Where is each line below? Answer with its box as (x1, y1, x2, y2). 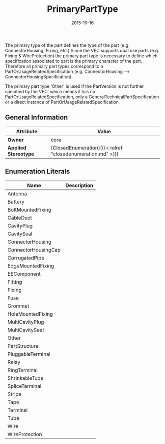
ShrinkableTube (7, 374, 44, 381)
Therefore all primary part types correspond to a (5, 63, 103, 69)
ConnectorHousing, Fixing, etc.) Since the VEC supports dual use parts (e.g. (5, 47, 160, 53)
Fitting (7, 278, 22, 285)
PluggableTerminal (7, 350, 51, 357)
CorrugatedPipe (7, 254, 45, 261)
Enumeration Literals (5, 167, 70, 176)
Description (65, 182, 94, 188)
